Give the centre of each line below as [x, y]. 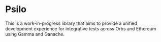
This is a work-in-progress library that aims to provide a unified [71, 23]
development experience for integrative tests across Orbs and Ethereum [81, 28]
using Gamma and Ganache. [35, 34]
